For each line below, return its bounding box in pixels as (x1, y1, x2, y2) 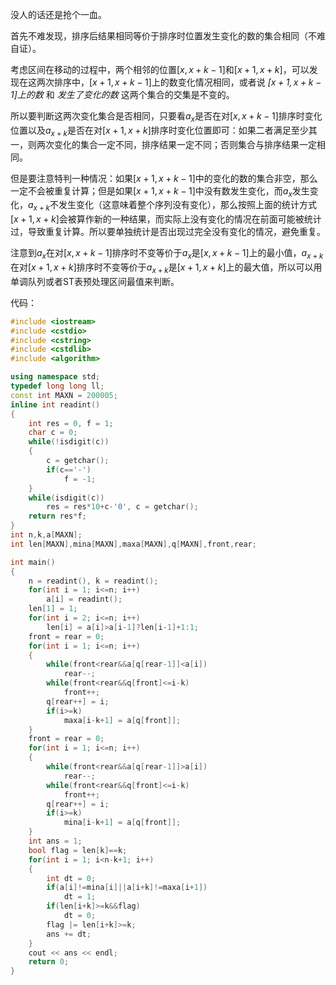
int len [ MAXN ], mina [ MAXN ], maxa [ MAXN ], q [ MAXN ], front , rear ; (10, 539, 257, 549)
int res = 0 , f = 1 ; (28, 418, 114, 428)
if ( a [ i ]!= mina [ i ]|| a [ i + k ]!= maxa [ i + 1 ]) (46, 883, 208, 893)
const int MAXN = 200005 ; (10, 390, 118, 400)
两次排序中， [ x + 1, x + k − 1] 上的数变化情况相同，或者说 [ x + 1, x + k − (36, 76, 322, 88)
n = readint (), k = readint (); (28, 576, 159, 586)
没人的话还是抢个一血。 (10, 9, 107, 20)
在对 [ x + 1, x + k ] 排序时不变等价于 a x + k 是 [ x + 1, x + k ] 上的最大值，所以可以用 (10, 261, 323, 275)
